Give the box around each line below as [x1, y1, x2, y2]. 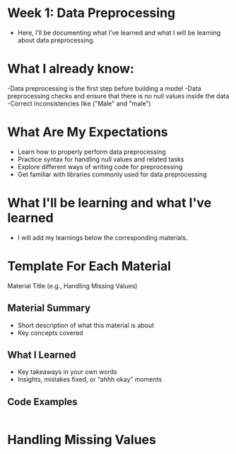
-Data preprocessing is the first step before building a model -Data [7, 84, 201, 93]
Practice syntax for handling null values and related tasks [17, 154, 184, 164]
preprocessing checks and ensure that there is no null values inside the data [7, 91, 230, 100]
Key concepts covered [17, 328, 83, 337]
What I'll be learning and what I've [7, 195, 212, 210]
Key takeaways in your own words [17, 368, 118, 376]
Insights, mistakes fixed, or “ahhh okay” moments [17, 375, 163, 384]
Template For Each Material [7, 258, 172, 274]
